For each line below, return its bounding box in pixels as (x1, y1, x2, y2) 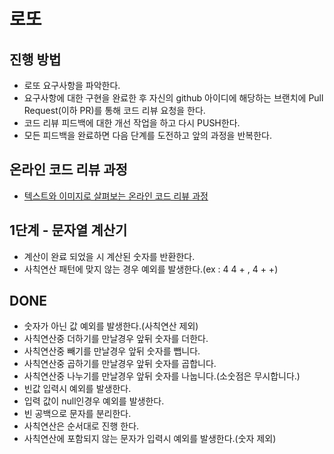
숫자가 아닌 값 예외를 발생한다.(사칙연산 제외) (23, 320, 199, 332)
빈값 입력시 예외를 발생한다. (23, 383, 132, 395)
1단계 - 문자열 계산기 (9, 222, 128, 239)
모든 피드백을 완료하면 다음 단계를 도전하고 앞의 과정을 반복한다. (23, 130, 272, 141)
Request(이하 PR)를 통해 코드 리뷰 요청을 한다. (23, 105, 206, 116)
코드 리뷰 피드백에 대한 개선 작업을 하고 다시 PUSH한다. (23, 117, 241, 129)
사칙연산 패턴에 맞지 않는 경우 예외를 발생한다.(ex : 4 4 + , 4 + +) (23, 263, 279, 275)
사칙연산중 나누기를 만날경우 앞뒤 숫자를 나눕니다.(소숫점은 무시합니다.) (23, 370, 301, 382)
